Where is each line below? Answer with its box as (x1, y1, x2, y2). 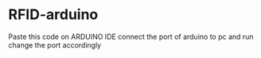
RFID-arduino (8, 6, 99, 24)
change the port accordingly (8, 40, 102, 49)
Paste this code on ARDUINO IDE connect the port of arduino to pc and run (8, 32, 254, 41)
